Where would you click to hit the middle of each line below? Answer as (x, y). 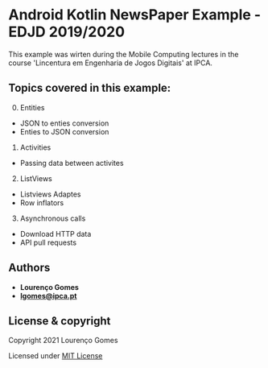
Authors (29, 268)
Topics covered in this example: (90, 88)
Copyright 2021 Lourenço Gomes (63, 341)
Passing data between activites (72, 163)
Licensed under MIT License (56, 356)
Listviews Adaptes (50, 194)
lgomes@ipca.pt (48, 296)
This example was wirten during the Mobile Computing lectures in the (124, 54)
